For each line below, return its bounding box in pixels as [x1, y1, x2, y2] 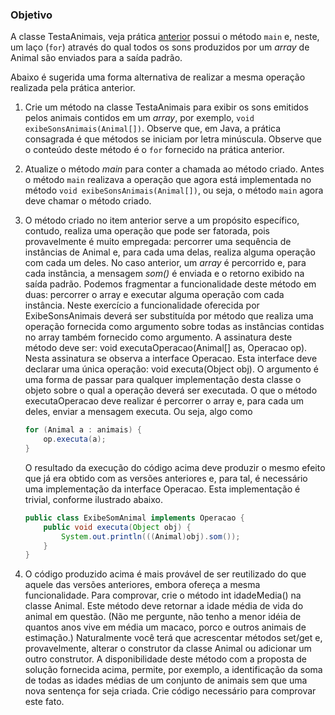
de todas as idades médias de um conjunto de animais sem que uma [24, 674, 308, 687]
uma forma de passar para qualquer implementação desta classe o [24, 374, 302, 386]
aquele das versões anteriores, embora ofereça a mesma [24, 579, 261, 591]
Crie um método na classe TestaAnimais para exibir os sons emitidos [24, 101, 309, 113]
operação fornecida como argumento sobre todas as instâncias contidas [24, 321, 325, 333]
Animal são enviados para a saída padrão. [10, 52, 183, 64]
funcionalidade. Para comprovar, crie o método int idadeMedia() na [24, 589, 302, 602]
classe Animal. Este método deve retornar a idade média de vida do [24, 600, 304, 612]
